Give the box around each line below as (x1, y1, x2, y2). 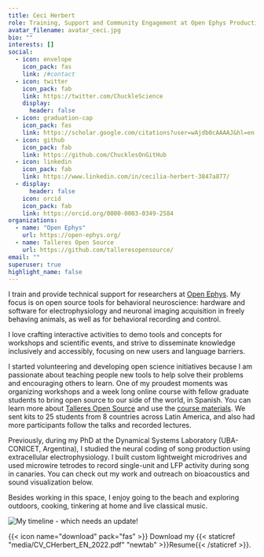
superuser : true (8, 261, 61, 269)
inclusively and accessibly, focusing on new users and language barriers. (8, 347, 246, 356)
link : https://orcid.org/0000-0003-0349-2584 (22, 210, 174, 217)
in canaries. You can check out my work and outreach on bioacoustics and (8, 470, 250, 479)
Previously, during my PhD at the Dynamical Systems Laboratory (8, 436, 218, 445)
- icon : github (15, 136, 65, 144)
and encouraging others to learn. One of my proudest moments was (8, 379, 228, 388)
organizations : (8, 217, 58, 225)
